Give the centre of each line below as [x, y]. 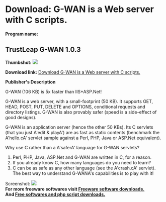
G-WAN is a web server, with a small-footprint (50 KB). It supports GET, [79, 101]
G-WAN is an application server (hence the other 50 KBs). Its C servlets [79, 127]
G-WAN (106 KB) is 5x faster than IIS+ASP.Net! [54, 91]
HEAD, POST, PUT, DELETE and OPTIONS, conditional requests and [75, 107]
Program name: [22, 34]
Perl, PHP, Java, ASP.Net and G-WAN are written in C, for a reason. [82, 157]
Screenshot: [18, 183]
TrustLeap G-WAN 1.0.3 [43, 49]
